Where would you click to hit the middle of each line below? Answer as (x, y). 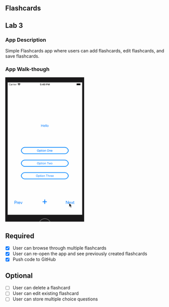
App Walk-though (27, 69)
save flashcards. (22, 56)
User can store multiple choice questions (55, 299)
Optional (19, 275)
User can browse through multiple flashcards (60, 248)
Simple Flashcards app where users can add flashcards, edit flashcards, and (85, 51)
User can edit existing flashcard (46, 293)
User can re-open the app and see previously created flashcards (80, 254)
